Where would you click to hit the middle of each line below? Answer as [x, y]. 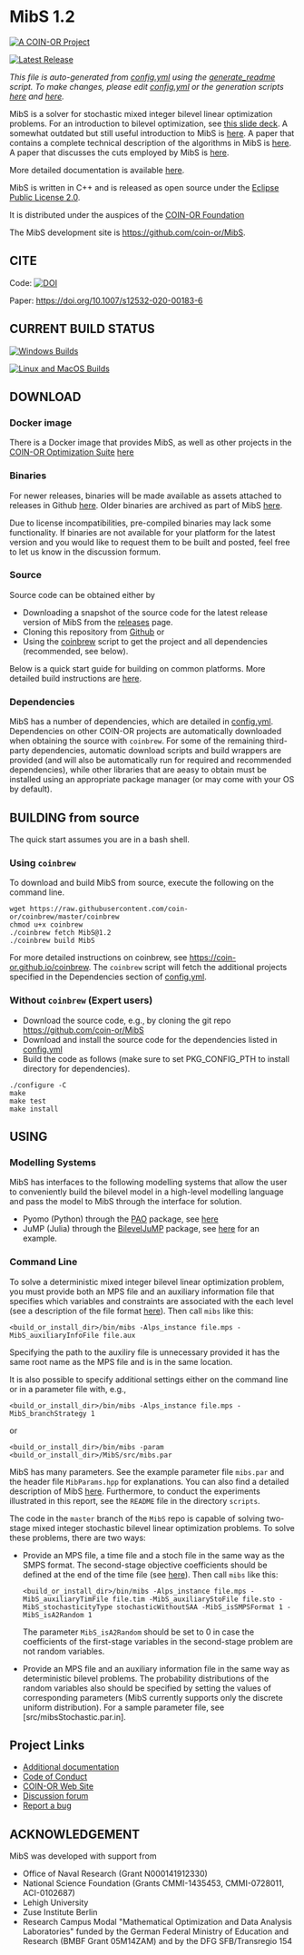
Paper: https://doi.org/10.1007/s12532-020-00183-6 [106, 300]
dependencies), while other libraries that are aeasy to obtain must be [138, 770]
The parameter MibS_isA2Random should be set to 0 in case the [138, 1632]
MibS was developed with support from [83, 1856]
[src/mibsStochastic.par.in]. [74, 1716]
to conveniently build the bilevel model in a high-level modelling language [147, 1192]
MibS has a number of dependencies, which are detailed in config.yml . [142, 722]
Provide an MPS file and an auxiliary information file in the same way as [156, 1668]
